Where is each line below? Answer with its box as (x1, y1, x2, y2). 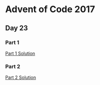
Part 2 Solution (5, 74, 36, 80)
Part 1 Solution (5, 50, 35, 56)
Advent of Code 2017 (5, 4, 95, 15)
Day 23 (5, 24, 28, 32)
